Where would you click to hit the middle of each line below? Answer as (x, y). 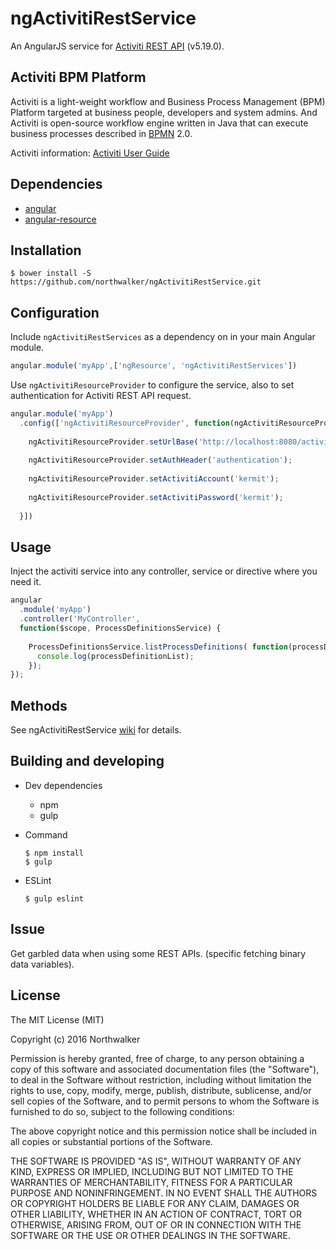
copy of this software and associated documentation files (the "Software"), (165, 1069)
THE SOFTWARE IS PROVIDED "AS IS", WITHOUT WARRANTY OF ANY (156, 1161)
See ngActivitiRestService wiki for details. (96, 730)
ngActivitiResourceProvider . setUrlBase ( (113, 442)
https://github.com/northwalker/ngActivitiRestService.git (136, 282)
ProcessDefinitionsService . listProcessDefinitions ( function (158, 647)
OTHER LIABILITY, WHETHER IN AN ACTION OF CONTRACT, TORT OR (156, 1214)
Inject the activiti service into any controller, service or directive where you (164, 571)
